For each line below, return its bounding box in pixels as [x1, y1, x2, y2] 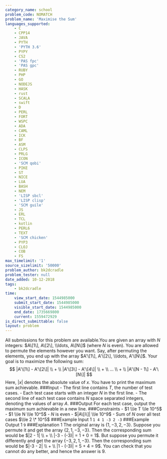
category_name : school [5, 7, 52, 12]
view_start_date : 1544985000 [14, 295, 75, 300]
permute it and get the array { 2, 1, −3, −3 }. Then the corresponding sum [5, 427, 151, 433]
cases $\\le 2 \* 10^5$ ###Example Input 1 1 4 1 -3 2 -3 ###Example [5, 416, 149, 422]
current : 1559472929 [14, 314, 57, 319]
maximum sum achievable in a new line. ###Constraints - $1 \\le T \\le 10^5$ [5, 406, 162, 412]
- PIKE [14, 165, 28, 170]
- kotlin [14, 221, 32, 226]
